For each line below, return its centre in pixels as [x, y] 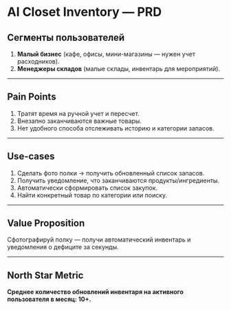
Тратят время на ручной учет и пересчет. [78, 113]
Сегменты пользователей [66, 38]
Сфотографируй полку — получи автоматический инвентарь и [99, 240]
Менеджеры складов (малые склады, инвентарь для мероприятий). [119, 69]
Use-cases [31, 156]
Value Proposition [46, 223]
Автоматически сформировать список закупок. [87, 188]
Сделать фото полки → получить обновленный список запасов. [111, 173]
